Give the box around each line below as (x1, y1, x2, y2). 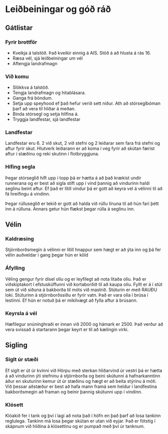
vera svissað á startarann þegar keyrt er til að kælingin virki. (5, 327, 129, 333)
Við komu (5, 73, 29, 80)
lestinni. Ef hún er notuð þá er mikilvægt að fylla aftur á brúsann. (5, 297, 138, 303)
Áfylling (5, 265, 25, 272)
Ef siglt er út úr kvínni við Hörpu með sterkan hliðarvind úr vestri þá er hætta (5, 367, 162, 373)
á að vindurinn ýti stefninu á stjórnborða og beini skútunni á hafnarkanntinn (5, 372, 160, 379)
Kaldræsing (5, 236, 34, 243)
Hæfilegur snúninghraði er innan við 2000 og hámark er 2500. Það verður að (5, 321, 163, 327)
